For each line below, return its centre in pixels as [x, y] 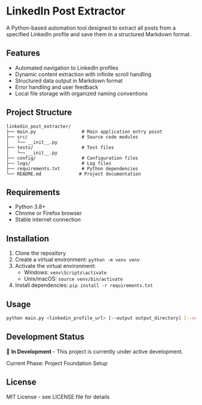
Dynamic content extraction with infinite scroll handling [83, 74]
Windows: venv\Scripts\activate [65, 272]
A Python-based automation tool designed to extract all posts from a [91, 28]
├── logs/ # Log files [59, 163]
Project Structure [39, 113]
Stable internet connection [48, 220]
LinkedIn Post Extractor [66, 11]
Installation [28, 239]
